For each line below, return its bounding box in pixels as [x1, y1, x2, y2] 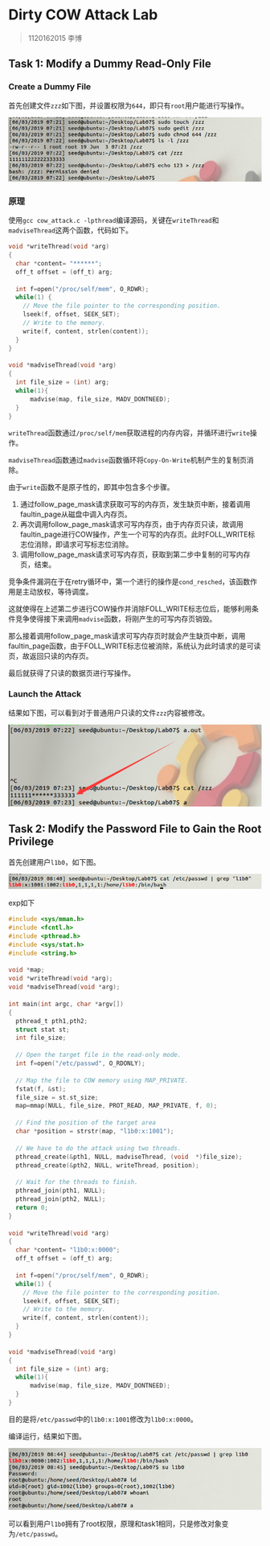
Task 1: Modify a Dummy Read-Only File [8, 57, 211, 71]
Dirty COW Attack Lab [8, 6, 158, 24]
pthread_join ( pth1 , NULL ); [15, 1186, 106, 1195]
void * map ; [8, 966, 45, 974]
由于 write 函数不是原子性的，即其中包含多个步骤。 [8, 482, 174, 491]
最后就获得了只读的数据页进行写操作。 [8, 668, 135, 677]
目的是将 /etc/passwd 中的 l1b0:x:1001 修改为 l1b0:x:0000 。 [8, 1414, 198, 1424]
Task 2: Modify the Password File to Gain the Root [8, 822, 262, 836]
